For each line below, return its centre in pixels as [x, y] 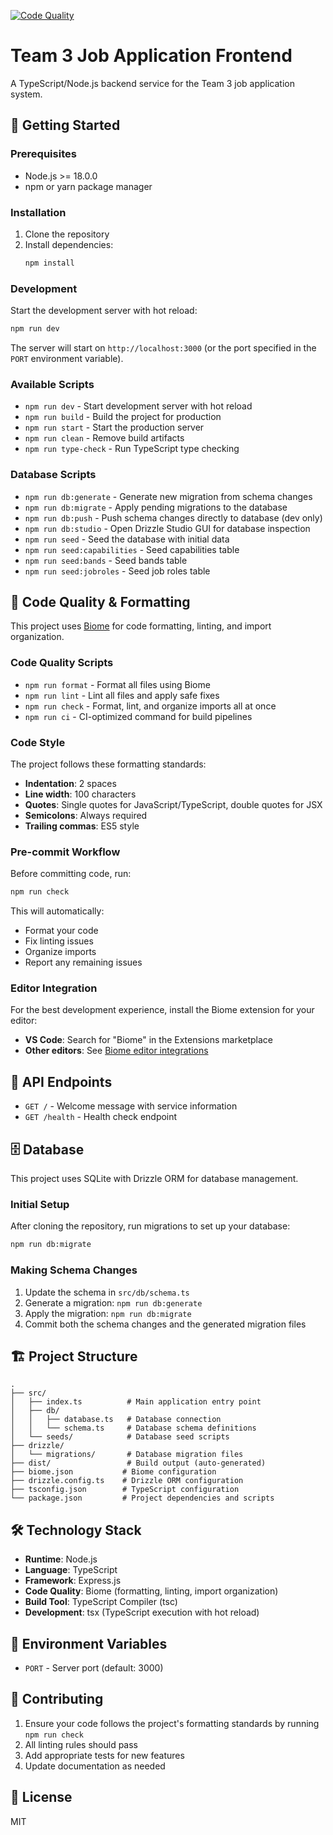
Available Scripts [52, 384]
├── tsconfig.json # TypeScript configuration [125, 1490]
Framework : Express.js [73, 1581]
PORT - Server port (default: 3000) [94, 1667]
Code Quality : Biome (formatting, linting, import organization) [151, 1591]
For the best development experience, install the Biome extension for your [162, 1010]
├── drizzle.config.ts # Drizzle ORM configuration [127, 1481]
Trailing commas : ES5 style [82, 826]
